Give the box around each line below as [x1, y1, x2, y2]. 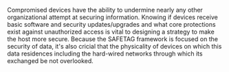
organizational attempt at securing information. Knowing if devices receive [7, 13, 218, 21]
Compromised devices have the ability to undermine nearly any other [7, 6, 203, 14]
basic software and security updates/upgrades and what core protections [7, 21, 216, 28]
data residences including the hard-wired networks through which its [7, 49, 203, 58]
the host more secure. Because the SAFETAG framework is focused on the [7, 35, 219, 43]
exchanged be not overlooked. [7, 57, 94, 64]
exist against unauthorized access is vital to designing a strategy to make [7, 27, 215, 36]
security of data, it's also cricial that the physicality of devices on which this [7, 43, 222, 50]
